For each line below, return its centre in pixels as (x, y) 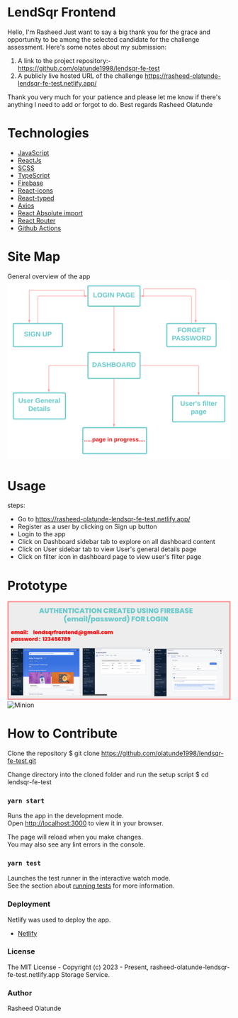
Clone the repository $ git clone (54, 753)
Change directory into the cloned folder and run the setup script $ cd (108, 774)
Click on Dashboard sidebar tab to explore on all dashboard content (117, 542)
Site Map (34, 257)
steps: (16, 505)
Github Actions (39, 228)
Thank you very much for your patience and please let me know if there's (114, 97)
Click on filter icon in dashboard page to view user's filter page (109, 557)
